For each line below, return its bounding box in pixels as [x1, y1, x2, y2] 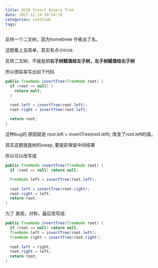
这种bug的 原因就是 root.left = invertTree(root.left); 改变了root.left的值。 [5, 131, 156, 138]
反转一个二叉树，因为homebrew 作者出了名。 [5, 36, 101, 42]
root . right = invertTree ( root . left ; [10, 107, 88, 112]
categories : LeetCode [5, 17, 51, 22]
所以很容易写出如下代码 [5, 69, 55, 75]
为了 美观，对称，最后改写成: [5, 210, 66, 217]
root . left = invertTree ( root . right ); [10, 186, 90, 192]
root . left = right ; [10, 244, 51, 250]
